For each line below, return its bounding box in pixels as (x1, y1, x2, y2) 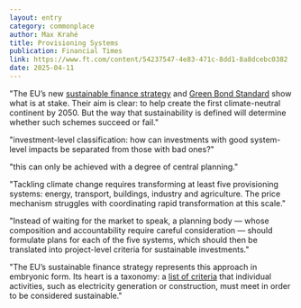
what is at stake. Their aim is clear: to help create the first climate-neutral (9, 97, 281, 108)
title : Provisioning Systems (9, 38, 119, 48)
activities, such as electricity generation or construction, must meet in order (9, 280, 291, 291)
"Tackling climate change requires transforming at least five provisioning (9, 178, 279, 189)
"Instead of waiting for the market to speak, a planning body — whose (9, 215, 269, 226)
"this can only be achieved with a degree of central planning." (9, 161, 239, 172)
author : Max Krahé (9, 30, 78, 39)
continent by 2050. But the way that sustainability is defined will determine (9, 107, 287, 118)
